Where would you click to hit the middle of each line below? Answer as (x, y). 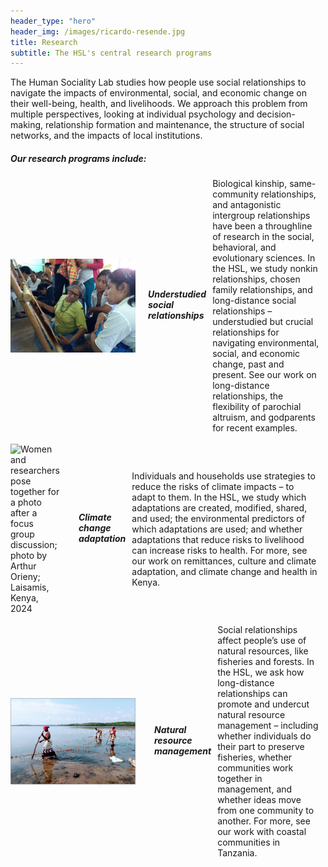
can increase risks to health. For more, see (219, 550)
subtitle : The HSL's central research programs (111, 53)
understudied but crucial (263, 322)
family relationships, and (262, 290)
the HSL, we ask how (261, 672)
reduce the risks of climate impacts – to (213, 486)
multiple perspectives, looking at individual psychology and (132, 114)
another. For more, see (264, 821)
